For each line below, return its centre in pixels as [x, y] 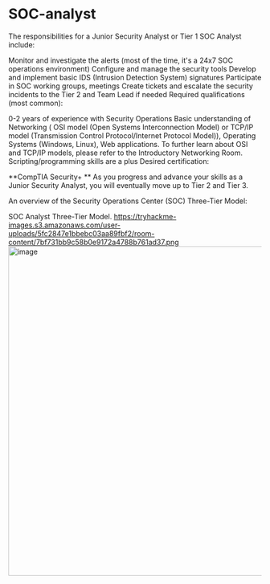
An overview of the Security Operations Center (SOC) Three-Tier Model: [128, 201]
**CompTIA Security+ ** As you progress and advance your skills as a [126, 177]
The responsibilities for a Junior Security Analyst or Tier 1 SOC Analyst [125, 36]
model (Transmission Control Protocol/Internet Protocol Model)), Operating [132, 135]
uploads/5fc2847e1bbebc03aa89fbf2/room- [82, 233]
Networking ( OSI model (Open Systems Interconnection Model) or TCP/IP [131, 127]
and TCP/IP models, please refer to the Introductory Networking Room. [126, 153]
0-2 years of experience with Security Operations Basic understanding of [130, 118]
